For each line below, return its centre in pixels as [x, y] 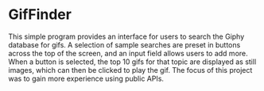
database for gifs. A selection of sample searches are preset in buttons [124, 44]
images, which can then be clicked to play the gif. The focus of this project [130, 70]
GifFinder [40, 15]
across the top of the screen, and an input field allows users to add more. [128, 53]
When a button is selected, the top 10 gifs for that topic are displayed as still [132, 62]
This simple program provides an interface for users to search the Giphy [126, 36]
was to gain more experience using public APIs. [86, 78]
